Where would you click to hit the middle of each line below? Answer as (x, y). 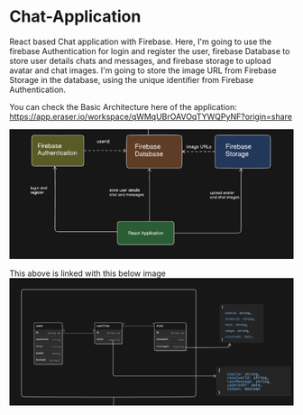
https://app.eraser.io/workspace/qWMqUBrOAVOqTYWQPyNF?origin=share (151, 116)
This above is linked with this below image (88, 273)
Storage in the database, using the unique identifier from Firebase (132, 79)
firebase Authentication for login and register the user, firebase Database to (150, 51)
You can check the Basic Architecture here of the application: (123, 106)
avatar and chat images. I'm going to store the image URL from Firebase (143, 70)
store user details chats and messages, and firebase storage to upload (140, 60)
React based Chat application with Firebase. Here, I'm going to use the (141, 41)
